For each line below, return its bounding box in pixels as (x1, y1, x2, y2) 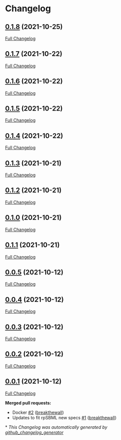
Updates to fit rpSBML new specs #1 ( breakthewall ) (12, 414, 117, 420)
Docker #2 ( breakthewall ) (12, 409, 64, 415)
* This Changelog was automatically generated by (5, 424, 108, 430)
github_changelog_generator (5, 429, 64, 435)
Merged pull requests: (5, 400, 52, 406)
